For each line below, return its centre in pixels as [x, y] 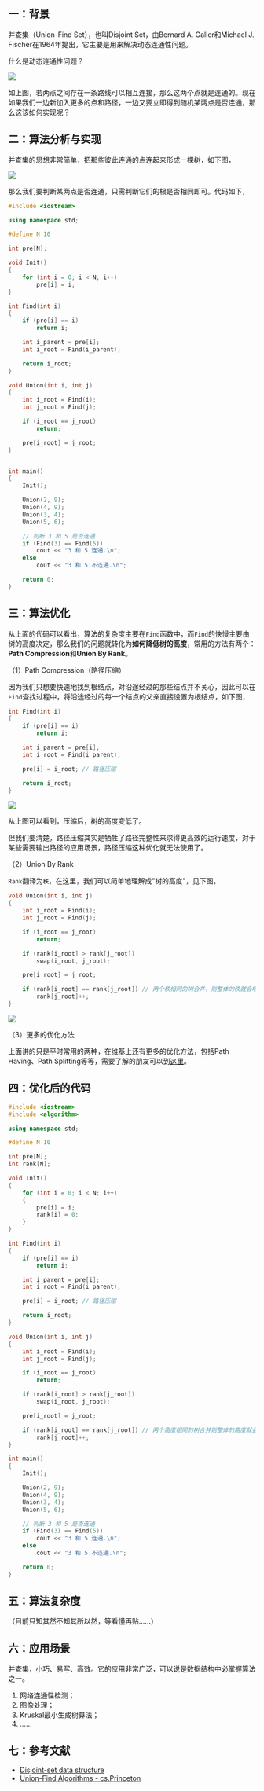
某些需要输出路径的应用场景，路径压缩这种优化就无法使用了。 [108, 848]
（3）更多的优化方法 [41, 1034]
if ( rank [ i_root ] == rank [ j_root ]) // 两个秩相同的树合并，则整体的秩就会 [137, 989]
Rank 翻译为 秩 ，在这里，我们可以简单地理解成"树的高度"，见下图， [114, 881]
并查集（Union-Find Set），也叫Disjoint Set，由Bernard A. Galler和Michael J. [131, 35]
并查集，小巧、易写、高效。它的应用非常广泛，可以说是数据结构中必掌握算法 [132, 1669]
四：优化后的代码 [49, 1088]
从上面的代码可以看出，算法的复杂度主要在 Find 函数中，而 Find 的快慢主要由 [129, 633]
